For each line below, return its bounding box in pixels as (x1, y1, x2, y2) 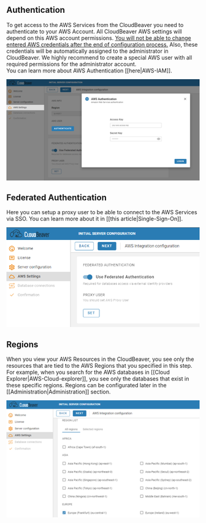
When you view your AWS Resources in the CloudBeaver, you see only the (6, 355, 194, 363)
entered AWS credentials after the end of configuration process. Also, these (6, 41, 198, 48)
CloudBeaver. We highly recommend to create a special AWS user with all (6, 53, 193, 61)
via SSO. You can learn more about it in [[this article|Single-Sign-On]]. (6, 215, 183, 223)
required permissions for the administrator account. (6, 60, 137, 68)
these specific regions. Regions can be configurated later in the (6, 381, 167, 389)
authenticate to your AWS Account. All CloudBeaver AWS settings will (6, 28, 182, 35)
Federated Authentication (6, 193, 107, 203)
